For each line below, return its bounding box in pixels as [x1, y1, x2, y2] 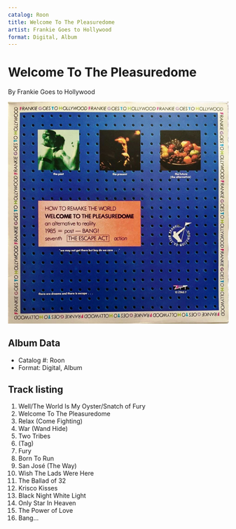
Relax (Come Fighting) [18, 417, 83, 425]
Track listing [8, 383, 64, 395]
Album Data [8, 337, 61, 350]
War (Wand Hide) [18, 425, 69, 433]
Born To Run [18, 454, 55, 462]
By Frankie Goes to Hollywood [8, 88, 95, 96]
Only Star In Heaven [18, 499, 76, 507]
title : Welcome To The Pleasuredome [8, 18, 115, 26]
